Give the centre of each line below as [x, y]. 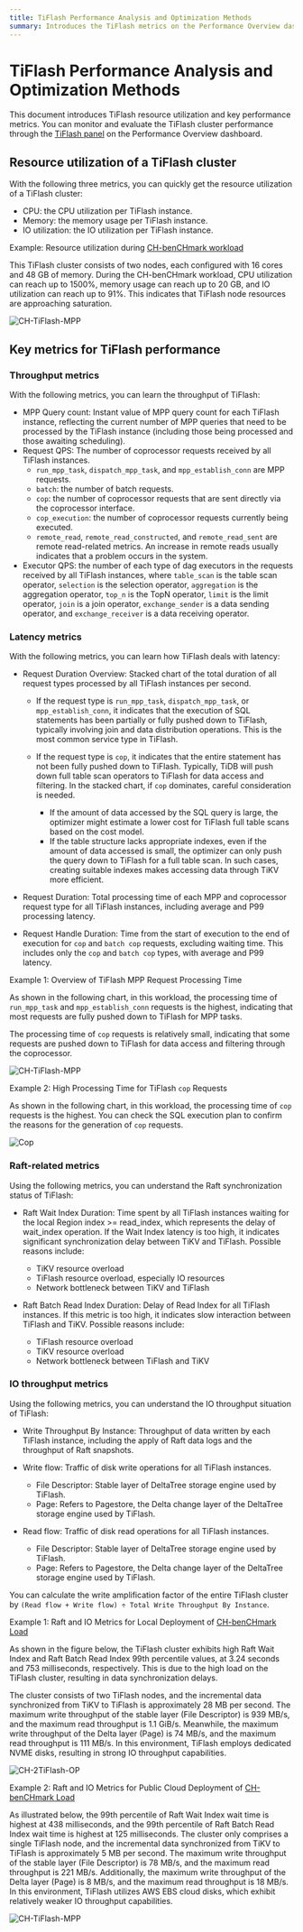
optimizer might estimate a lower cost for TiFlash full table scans [170, 823]
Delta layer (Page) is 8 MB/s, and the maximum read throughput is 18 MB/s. [149, 1881]
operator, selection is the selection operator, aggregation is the [140, 584]
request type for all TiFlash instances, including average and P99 [143, 906]
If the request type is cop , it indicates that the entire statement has [158, 757]
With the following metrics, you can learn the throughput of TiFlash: [135, 394]
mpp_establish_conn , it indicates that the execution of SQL [143, 711]
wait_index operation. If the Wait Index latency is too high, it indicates [151, 1231]
